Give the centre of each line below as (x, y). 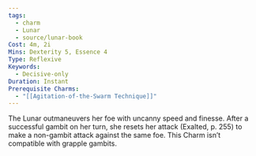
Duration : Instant (38, 81)
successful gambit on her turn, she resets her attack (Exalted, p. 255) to (125, 127)
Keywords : (24, 67)
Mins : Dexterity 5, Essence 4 (58, 52)
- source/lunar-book (49, 37)
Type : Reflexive (35, 60)
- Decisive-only (42, 74)
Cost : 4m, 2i (30, 45)
